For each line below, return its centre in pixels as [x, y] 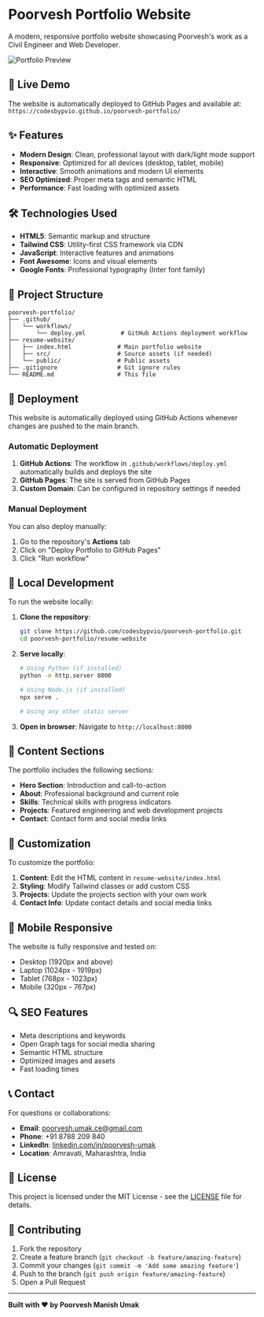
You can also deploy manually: [58, 526]
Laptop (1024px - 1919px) [60, 970]
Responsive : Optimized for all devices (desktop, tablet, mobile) [121, 162]
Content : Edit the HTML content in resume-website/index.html [120, 878]
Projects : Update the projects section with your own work [113, 894]
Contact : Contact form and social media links [93, 819]
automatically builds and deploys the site [86, 472]
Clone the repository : [55, 617]
